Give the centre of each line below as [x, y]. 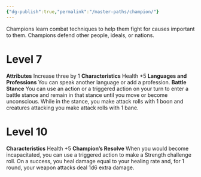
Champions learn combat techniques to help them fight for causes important [100, 29]
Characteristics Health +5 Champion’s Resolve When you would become [98, 148]
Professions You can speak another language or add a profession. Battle [96, 82]
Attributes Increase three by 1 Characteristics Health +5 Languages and [97, 76]
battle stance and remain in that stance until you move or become [87, 95]
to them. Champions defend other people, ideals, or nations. [80, 35]
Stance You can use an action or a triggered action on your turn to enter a [98, 89]
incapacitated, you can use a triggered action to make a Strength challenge [99, 155]
